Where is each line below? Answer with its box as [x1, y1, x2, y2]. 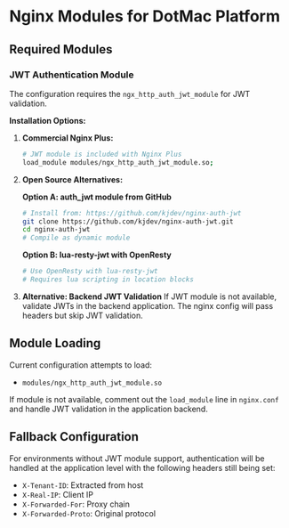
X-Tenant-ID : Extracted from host [21, 479, 144, 491]
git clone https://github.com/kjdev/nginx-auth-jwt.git [21, 216, 234, 226]
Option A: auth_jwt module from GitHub [21, 191, 172, 202]
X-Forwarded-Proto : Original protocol [21, 508, 157, 518]
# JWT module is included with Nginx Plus [21, 150, 182, 158]
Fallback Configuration [9, 429, 140, 444]
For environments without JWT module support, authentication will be [9, 452, 265, 464]
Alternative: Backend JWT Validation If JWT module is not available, [21, 291, 277, 302]
